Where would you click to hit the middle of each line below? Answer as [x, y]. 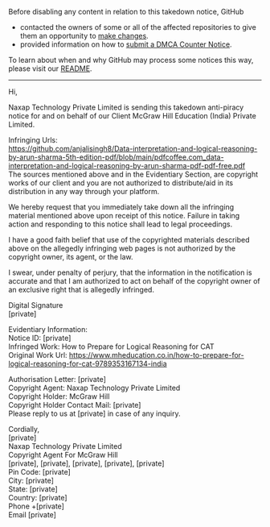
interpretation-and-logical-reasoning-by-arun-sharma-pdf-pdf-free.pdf [127, 166]
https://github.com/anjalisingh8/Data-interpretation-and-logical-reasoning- [133, 149]
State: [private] [33, 489]
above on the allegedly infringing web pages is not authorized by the [122, 248]
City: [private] [31, 480]
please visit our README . [50, 68]
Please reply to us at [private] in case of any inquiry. [94, 413]
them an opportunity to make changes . [84, 36]
